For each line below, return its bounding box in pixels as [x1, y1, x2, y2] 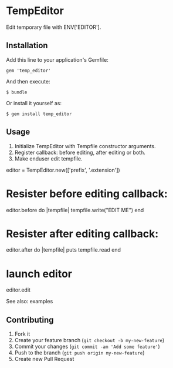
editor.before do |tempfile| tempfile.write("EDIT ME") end [6, 206, 144, 213]
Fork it [14, 330, 30, 337]
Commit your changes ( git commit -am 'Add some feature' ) [14, 343, 160, 350]
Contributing [6, 315, 54, 324]
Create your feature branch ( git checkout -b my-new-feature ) [14, 337, 165, 344]
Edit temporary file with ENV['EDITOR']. [6, 24, 101, 31]
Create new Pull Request [14, 356, 74, 363]
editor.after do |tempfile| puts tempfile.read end [6, 246, 121, 253]
